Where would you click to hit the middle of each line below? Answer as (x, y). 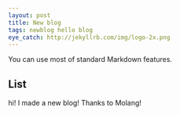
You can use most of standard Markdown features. (90, 59)
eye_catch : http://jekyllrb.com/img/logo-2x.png (89, 37)
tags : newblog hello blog (50, 30)
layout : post (29, 15)
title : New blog (35, 23)
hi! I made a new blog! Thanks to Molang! (75, 103)
